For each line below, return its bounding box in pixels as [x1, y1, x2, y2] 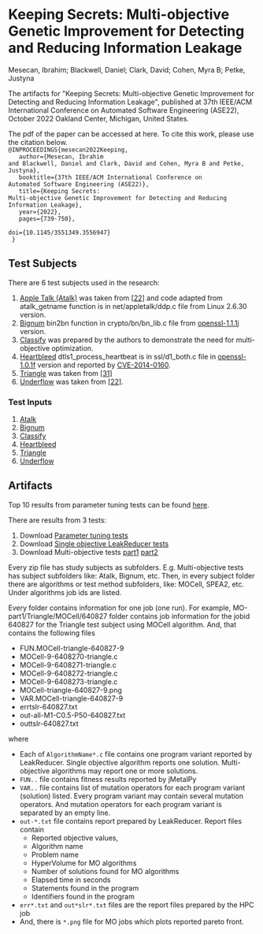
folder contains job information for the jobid [109, 611, 250, 620]
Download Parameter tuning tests [19, 530, 128, 540]
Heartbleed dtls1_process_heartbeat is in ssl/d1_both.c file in [19, 352, 217, 361]
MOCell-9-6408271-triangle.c [19, 660, 117, 669]
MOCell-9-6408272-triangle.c [19, 668, 118, 678]
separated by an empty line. [19, 808, 111, 817]
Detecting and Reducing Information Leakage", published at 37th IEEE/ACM [8, 97, 253, 106]
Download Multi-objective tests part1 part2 [19, 547, 159, 556]
